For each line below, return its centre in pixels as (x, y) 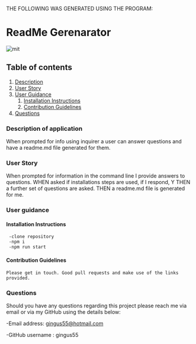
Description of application (44, 128)
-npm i (17, 242)
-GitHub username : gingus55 (42, 335)
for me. (15, 195)
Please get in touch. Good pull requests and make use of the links (92, 273)
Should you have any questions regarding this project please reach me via (97, 306)
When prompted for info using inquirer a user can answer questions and (94, 142)
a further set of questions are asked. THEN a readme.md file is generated (96, 188)
